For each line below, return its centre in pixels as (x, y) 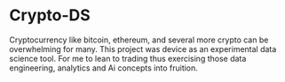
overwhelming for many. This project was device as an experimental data (143, 48)
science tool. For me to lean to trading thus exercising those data (128, 58)
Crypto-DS (50, 15)
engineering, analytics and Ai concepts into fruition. (103, 68)
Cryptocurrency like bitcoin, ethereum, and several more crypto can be (139, 40)
